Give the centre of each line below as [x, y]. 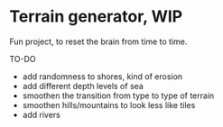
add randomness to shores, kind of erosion [102, 76]
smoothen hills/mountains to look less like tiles [109, 104]
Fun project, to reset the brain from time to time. [98, 41]
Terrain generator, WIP [96, 17]
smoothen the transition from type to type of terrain [118, 95]
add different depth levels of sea [83, 86]
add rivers [41, 114]
